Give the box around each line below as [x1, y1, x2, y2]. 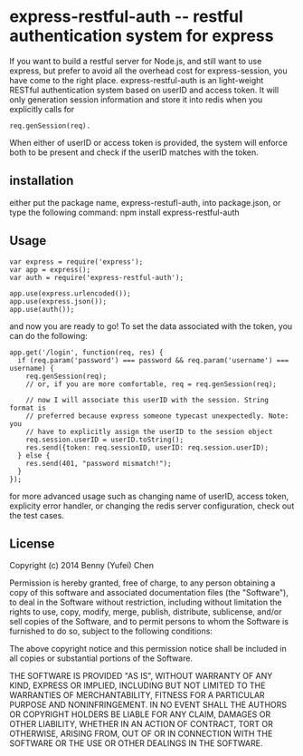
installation [9, 173, 74, 189]
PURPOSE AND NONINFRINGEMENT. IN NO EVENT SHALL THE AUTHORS [9, 700, 288, 711]
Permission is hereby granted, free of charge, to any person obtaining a [9, 577, 276, 588]
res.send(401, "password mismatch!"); [25, 459, 172, 468]
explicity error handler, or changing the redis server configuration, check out [9, 500, 295, 511]
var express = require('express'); [9, 257, 144, 267]
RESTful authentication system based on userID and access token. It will [9, 84, 279, 95]
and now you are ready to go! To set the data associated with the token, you [9, 320, 293, 332]
